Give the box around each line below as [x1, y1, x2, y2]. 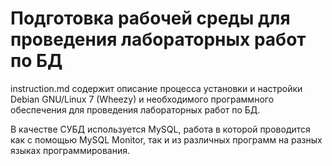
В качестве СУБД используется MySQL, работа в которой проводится [10, 123, 311, 135]
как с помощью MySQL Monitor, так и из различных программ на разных [10, 133, 323, 146]
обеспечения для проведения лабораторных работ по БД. [10, 103, 261, 116]
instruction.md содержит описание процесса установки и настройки [10, 82, 303, 94]
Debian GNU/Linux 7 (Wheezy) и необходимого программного [10, 93, 275, 105]
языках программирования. [10, 144, 130, 156]
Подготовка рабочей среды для [10, 7, 291, 30]
